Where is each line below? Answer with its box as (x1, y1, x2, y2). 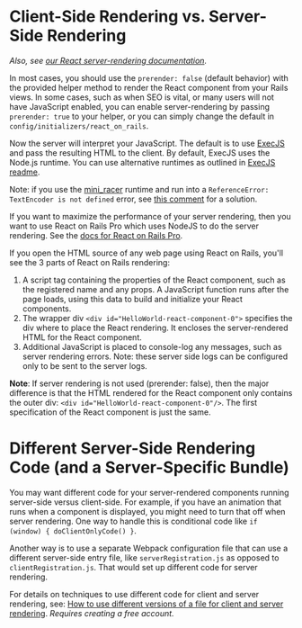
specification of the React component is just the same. (9, 407, 211, 417)
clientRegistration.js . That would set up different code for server (9, 561, 258, 572)
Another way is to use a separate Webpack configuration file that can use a (9, 543, 289, 553)
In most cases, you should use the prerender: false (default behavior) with (9, 72, 289, 83)
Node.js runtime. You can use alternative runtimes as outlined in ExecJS (9, 157, 276, 167)
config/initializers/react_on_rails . (9, 120, 149, 131)
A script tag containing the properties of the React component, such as (22, 274, 286, 285)
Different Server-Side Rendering (9, 438, 256, 459)
